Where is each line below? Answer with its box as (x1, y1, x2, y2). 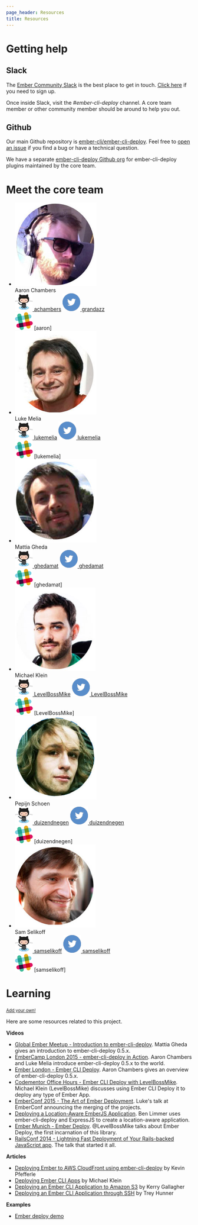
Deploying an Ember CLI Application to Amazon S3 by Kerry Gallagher (14, 1184, 185, 1191)
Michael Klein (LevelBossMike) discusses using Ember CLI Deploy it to (14, 1085, 186, 1092)
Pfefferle (14, 1171, 37, 1178)
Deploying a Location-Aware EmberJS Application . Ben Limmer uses (14, 1110, 181, 1117)
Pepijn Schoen (14, 800, 50, 807)
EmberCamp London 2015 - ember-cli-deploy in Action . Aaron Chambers (14, 1053, 193, 1060)
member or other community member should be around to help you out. (6, 105, 181, 112)
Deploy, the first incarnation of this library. (14, 1129, 117, 1136)
